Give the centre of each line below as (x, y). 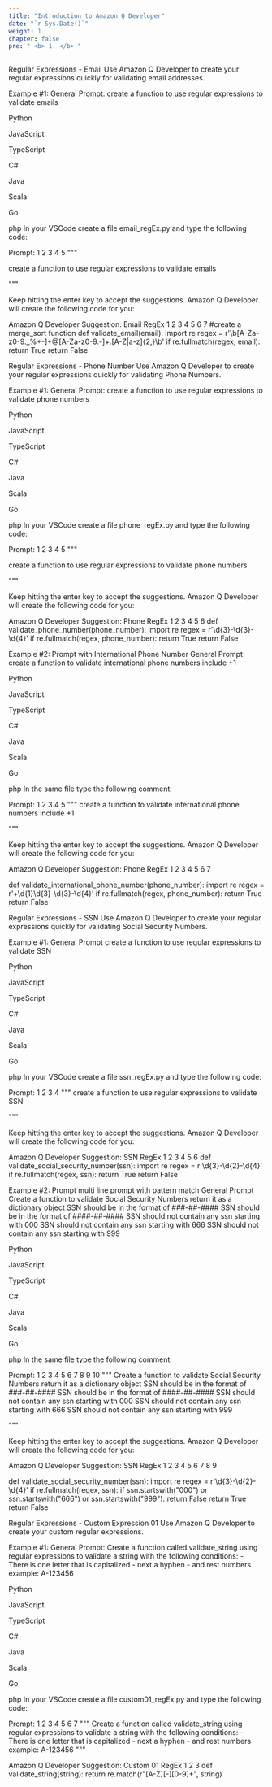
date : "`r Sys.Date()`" (49, 24)
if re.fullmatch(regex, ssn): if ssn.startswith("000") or (119, 1490)
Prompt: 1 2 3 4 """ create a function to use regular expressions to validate (133, 1093)
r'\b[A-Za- (242, 333)
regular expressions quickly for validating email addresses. (107, 78)
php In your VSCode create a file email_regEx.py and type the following (128, 228)
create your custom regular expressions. (76, 1532)
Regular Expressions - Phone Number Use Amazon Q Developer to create (132, 366)
